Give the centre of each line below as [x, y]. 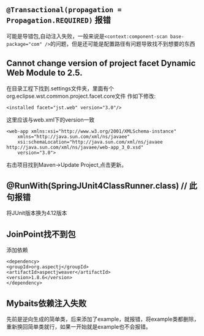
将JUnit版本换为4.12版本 [37, 213]
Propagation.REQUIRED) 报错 [59, 20]
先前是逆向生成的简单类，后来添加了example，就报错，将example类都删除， [103, 319]
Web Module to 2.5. [44, 73]
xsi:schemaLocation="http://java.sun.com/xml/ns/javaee [90, 142]
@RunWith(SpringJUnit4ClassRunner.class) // [97, 186]
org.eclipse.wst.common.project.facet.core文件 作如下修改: [81, 96]
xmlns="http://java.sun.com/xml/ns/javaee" [74, 137]
